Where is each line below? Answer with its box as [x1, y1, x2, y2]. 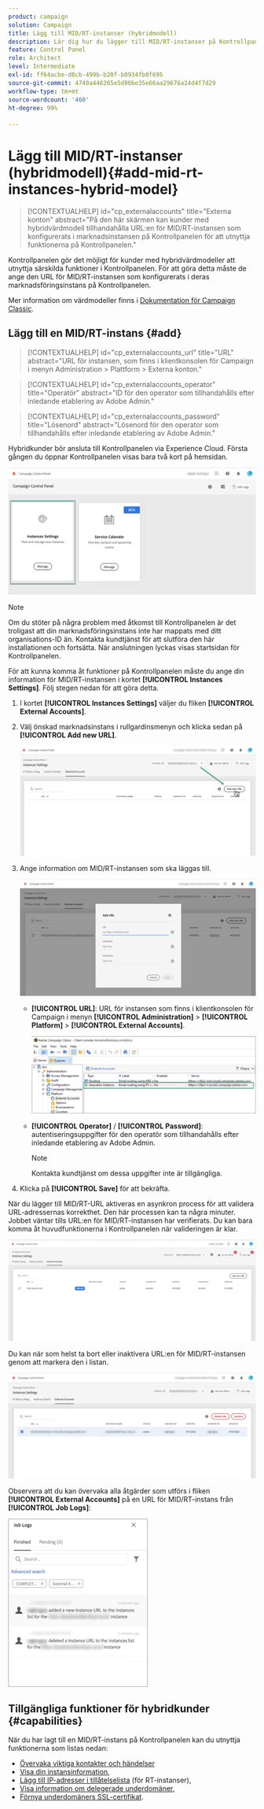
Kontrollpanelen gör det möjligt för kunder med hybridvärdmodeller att [8, 256, 236, 265]
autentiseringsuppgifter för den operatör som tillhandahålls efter [31, 1130, 240, 1139]
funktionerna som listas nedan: [8, 1744, 108, 1753]
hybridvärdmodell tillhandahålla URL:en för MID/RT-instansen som [27, 223, 241, 233]
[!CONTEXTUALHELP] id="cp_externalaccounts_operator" [27, 379, 216, 389]
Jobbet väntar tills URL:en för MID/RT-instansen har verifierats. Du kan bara [8, 1216, 253, 1225]
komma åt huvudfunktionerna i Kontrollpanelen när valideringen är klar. [8, 1224, 238, 1234]
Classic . [8, 304, 34, 314]
